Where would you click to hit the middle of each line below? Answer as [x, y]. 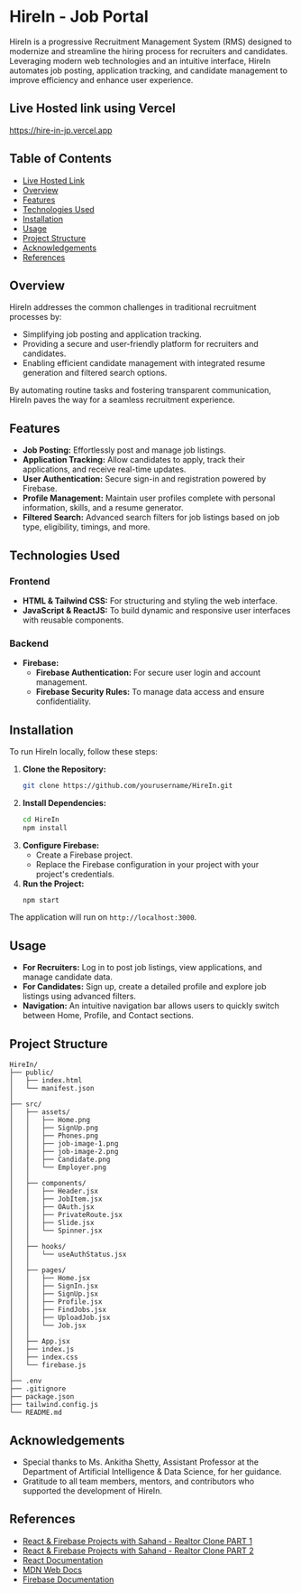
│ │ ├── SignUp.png [54, 1128]
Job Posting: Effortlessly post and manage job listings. [124, 450]
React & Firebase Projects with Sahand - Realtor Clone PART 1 [137, 1541]
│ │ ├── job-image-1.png [64, 1144]
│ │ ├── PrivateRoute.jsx [66, 1215]
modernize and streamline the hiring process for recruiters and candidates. [149, 51]
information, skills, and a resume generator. [103, 508]
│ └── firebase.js [48, 1365]
